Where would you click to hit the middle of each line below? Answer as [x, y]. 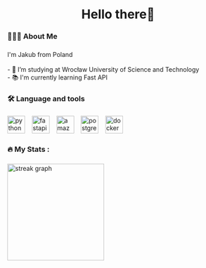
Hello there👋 [118, 14]
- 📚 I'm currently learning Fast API [57, 77]
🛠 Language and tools [46, 98]
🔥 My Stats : [28, 149]
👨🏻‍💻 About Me [32, 37]
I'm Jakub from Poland [40, 55]
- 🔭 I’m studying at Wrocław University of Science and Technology [103, 70]
